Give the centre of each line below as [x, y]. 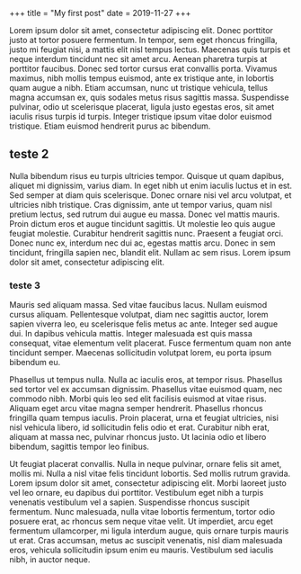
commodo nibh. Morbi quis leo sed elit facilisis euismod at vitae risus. [138, 399]
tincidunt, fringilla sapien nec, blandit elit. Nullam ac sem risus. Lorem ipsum [150, 252]
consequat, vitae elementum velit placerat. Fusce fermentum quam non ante [150, 343]
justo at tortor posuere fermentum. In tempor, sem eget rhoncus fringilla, [144, 40]
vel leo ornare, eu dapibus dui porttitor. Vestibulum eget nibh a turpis [137, 493]
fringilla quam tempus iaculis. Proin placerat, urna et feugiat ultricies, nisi [144, 418]
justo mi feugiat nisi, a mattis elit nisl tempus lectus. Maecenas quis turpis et [150, 49]
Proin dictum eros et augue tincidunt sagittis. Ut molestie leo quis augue [142, 223]
